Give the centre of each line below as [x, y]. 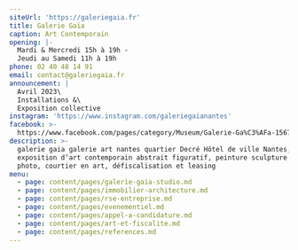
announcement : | [39, 83]
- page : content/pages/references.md [87, 231]
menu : [19, 174]
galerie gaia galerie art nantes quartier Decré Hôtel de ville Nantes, [154, 149]
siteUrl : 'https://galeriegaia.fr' [75, 17]
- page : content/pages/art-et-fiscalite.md [98, 223]
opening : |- [31, 42]
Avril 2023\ [39, 91]
